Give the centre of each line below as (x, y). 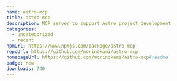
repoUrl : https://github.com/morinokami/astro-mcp (72, 52)
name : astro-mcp (27, 12)
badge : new (20, 63)
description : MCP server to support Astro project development (89, 23)
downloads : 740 (26, 69)
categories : (21, 29)
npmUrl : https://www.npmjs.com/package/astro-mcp (71, 46)
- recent (23, 40)
